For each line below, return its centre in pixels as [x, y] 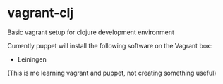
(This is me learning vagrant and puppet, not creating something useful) [112, 73]
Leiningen [32, 59]
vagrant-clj [41, 13]
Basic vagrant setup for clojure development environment [91, 32]
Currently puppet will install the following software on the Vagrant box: [110, 45]
